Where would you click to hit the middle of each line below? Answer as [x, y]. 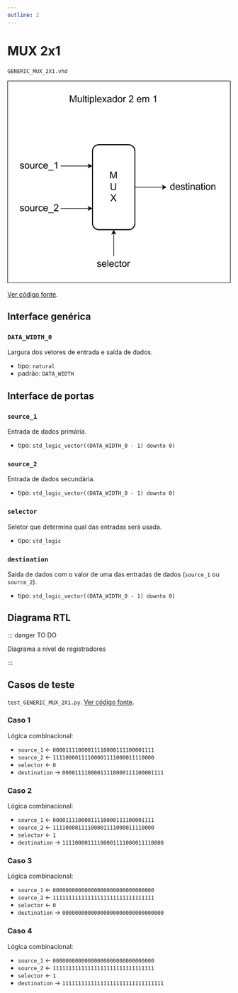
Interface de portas [51, 396]
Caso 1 [19, 720]
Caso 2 [19, 790]
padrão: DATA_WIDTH [46, 373]
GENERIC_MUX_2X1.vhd [38, 71]
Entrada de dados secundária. [51, 479]
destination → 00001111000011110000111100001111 [91, 772]
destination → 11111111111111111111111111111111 [91, 982]
